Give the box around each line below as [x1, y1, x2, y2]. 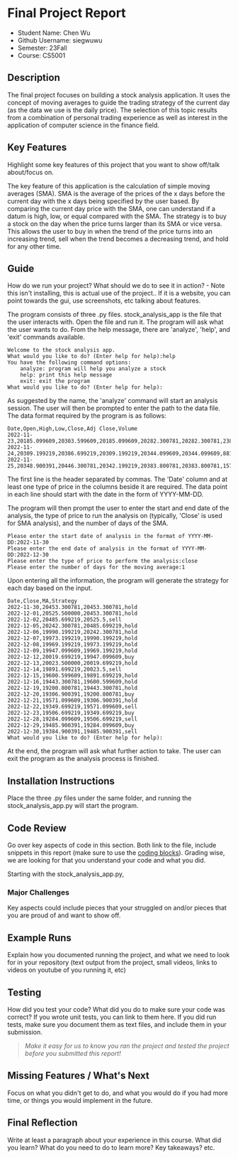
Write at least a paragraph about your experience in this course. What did [7, 1136, 222, 1144]
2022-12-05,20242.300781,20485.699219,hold [7, 622, 138, 630]
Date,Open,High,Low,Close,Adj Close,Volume [7, 425, 138, 433]
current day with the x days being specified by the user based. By [7, 197, 200, 205]
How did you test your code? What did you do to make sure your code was [7, 1005, 225, 1013]
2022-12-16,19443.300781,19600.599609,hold [7, 679, 138, 686]
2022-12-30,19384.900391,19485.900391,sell [7, 728, 138, 735]
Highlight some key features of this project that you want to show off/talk [7, 160, 220, 168]
